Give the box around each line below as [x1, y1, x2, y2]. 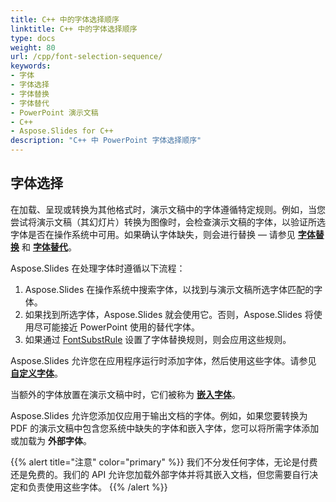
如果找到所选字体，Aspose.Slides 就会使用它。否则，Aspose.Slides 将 [24, 308, 314, 320]
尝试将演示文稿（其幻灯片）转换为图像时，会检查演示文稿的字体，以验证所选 [10, 216, 326, 228]
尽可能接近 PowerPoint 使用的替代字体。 [33, 321, 201, 333]
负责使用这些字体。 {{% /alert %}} [27, 481, 168, 493]
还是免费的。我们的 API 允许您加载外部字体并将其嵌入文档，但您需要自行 [10, 468, 310, 480]
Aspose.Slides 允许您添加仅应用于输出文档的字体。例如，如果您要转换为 [10, 409, 308, 421]
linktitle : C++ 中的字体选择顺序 [10, 24, 138, 34]
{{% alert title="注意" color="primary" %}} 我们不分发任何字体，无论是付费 [10, 456, 318, 468]
